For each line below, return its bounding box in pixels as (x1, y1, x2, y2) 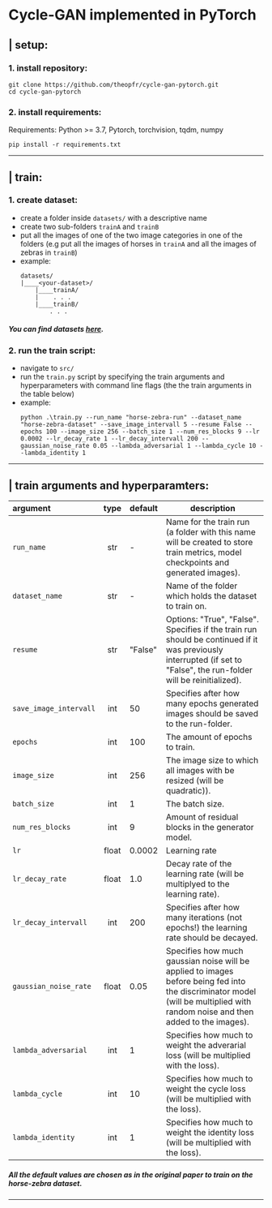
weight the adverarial (165, 1040, 247, 1051)
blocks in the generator (165, 822, 254, 833)
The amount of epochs (165, 732, 253, 743)
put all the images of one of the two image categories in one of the (19, 230, 243, 240)
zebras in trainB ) (19, 247, 79, 257)
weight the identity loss (165, 1127, 255, 1138)
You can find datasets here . (8, 325, 104, 334)
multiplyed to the (165, 879, 230, 890)
